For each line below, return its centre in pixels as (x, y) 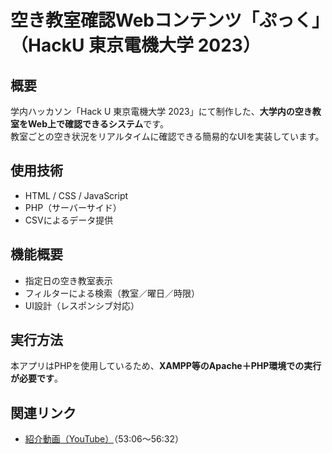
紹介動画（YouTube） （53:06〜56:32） (104, 439)
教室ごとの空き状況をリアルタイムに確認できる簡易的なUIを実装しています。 (167, 136)
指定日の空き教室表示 (68, 280)
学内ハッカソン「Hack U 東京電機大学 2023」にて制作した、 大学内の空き (161, 111)
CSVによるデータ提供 (69, 220)
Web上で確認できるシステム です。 (98, 124)
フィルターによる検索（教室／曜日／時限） (112, 293)
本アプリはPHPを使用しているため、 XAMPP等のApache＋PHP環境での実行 (166, 366)
